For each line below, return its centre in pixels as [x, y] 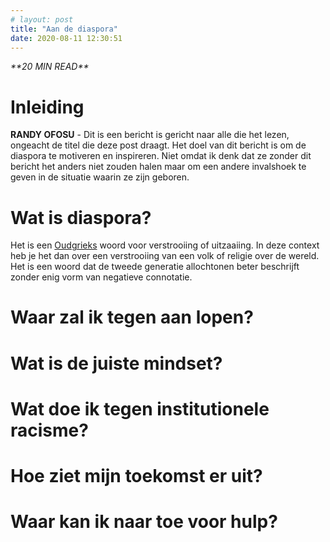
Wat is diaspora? [81, 217]
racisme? [49, 430]
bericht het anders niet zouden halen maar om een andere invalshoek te [158, 167]
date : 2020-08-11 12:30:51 [66, 38]
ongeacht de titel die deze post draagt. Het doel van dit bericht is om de [158, 145]
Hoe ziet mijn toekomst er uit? [136, 476]
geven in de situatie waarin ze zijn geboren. [100, 177]
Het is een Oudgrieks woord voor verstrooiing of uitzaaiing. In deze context [165, 245]
